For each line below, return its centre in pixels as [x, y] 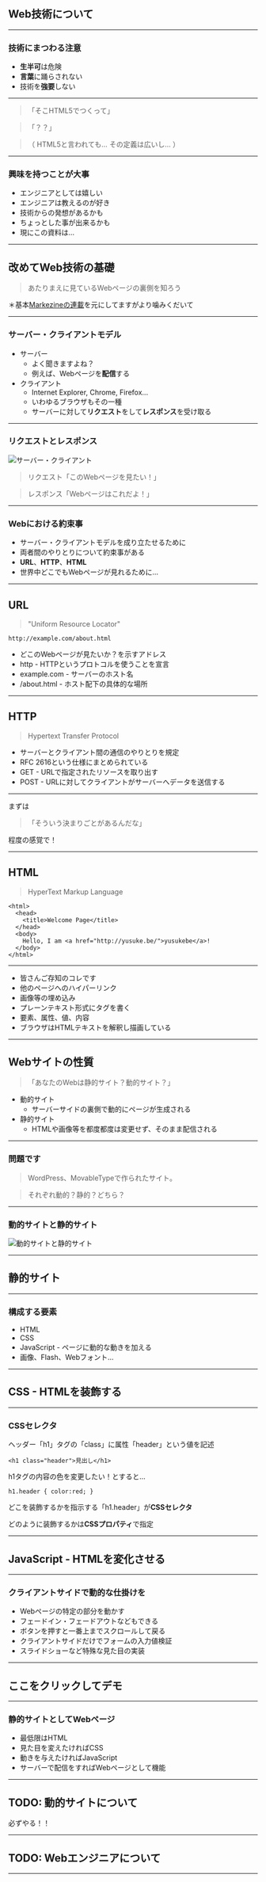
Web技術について [51, 14]
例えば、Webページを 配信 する [81, 373]
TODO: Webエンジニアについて [84, 1858]
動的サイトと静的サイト [53, 1225]
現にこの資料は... [47, 233]
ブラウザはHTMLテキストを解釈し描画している [95, 1027]
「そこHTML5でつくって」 [71, 111]
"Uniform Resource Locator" [74, 623]
